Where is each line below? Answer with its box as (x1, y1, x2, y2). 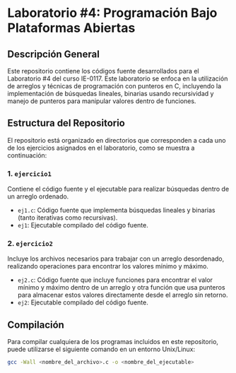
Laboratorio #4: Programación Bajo (7, 5, 218, 21)
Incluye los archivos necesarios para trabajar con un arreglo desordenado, (7, 254, 225, 263)
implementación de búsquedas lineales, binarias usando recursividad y (7, 90, 214, 97)
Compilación (7, 319, 65, 331)
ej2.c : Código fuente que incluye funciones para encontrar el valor (17, 276, 213, 284)
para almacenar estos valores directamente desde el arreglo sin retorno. (17, 291, 228, 300)
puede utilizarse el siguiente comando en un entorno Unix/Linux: (7, 345, 196, 354)
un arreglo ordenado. (7, 192, 69, 201)
